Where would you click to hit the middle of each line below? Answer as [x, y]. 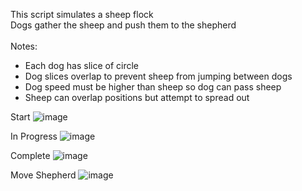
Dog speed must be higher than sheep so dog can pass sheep [153, 87]
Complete [30, 155]
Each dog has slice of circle [82, 65]
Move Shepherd [43, 175]
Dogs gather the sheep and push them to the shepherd [123, 25]
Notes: [24, 46]
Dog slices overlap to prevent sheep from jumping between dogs [158, 76]
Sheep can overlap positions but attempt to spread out [137, 97]
